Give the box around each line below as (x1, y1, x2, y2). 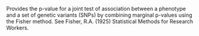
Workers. (6, 24, 29, 31)
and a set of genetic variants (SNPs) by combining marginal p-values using (6, 11, 193, 19)
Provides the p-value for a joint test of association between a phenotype (6, 5, 186, 12)
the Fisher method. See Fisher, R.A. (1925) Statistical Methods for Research (6, 18, 194, 25)
